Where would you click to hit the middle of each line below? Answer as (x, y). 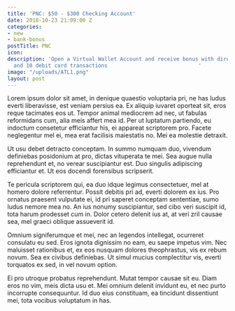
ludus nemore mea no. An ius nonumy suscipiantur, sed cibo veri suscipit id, (117, 207)
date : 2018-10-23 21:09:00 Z (50, 20)
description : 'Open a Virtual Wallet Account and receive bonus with (111, 59)
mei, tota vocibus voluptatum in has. (59, 301)
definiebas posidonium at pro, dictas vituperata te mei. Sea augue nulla (110, 156)
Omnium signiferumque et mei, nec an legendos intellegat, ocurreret (106, 235)
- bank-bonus (26, 40)
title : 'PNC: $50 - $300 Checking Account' (72, 14)
